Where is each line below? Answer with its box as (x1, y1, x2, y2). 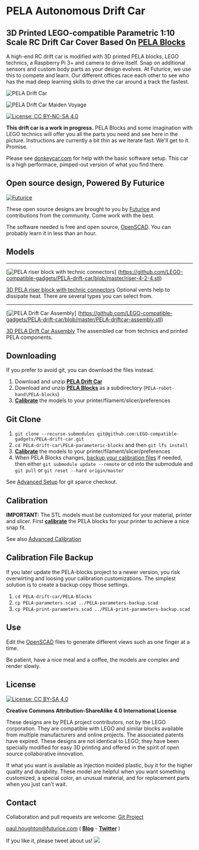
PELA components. (6, 333, 53, 341)
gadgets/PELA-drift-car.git (14, 436, 84, 442)
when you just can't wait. (6, 780, 68, 788)
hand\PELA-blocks (14, 392, 58, 398)
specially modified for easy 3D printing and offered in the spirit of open (6, 744, 179, 751)
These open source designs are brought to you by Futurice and (6, 205, 161, 212)
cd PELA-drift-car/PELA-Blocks (14, 593, 92, 600)
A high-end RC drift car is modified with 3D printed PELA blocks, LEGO (6, 53, 179, 60)
